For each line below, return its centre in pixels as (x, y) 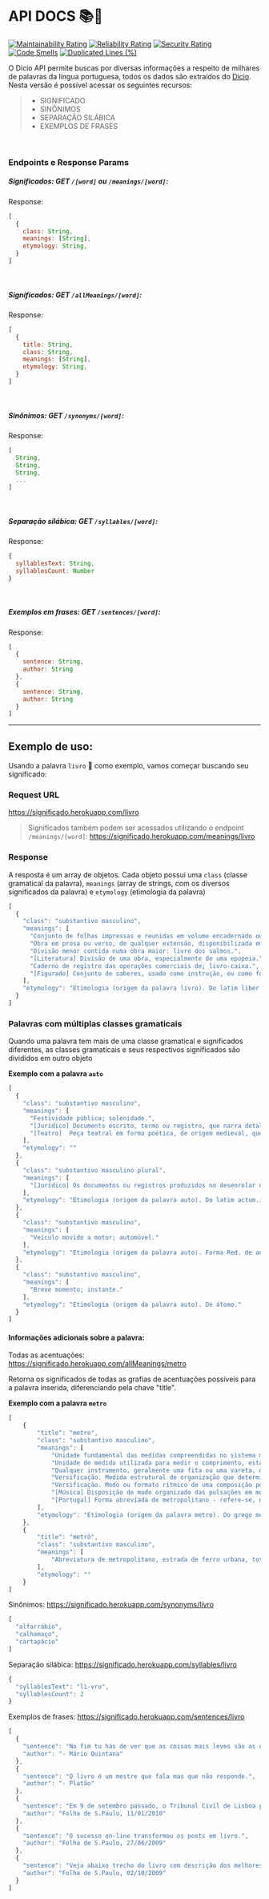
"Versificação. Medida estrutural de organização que (143, 1478)
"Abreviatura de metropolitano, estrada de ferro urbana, (150, 1560)
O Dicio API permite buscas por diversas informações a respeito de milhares (134, 68)
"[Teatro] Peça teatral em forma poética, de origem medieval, (139, 1133)
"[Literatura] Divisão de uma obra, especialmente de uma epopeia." (146, 958)
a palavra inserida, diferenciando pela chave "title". (92, 1388)
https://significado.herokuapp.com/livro (74, 812)
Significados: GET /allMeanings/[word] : (75, 295)
